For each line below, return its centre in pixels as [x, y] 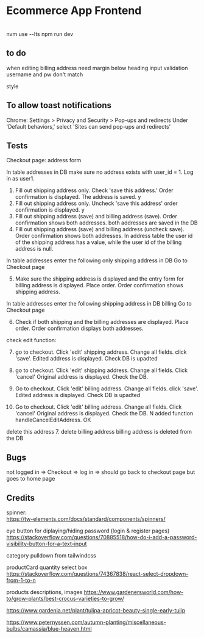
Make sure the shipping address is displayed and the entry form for [100, 279]
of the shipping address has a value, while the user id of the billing [98, 242]
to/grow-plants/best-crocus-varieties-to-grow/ [65, 599]
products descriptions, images [44, 592]
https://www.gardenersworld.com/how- [134, 592]
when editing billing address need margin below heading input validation [97, 68]
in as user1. [20, 179]
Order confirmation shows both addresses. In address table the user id [104, 236]
